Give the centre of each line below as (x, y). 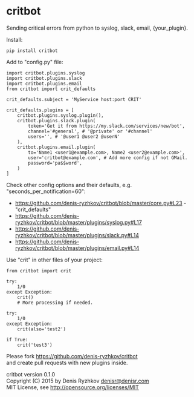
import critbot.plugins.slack (44, 78)
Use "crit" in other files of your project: (54, 260)
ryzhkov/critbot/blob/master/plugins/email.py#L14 (77, 248)
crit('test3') (35, 345)
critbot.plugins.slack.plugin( (57, 120)
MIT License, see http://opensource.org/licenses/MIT (73, 387)
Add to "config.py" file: (35, 62)
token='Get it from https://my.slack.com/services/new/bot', (107, 126)
